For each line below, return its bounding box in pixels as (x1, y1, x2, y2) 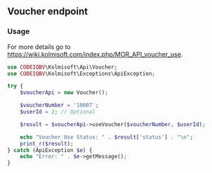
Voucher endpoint (7, 6, 88, 18)
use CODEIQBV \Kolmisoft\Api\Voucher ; (7, 63, 118, 71)
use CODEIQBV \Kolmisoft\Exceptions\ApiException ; (7, 70, 156, 77)
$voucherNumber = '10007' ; (20, 102, 99, 109)
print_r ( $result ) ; (20, 140, 74, 147)
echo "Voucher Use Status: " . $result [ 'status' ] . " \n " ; (20, 133, 193, 141)
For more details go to (7, 42, 72, 51)
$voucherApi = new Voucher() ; (20, 89, 109, 97)
